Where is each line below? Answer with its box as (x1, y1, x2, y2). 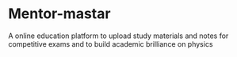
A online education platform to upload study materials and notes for (8, 31, 229, 40)
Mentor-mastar (8, 5, 111, 23)
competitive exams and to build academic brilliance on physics (8, 39, 213, 48)
